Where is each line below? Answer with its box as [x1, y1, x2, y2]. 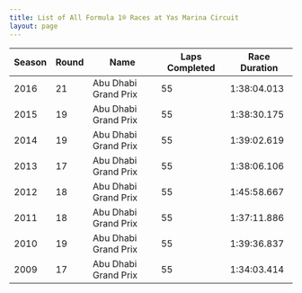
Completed [166, 61, 216, 74]
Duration [239, 61, 279, 74]
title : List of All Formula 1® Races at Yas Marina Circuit [9, 13, 240, 22]
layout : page [9, 22, 58, 31]
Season [13, 56, 48, 68]
